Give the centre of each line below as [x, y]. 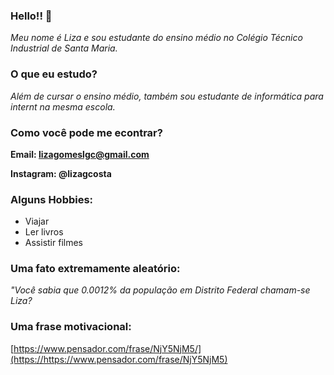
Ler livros [44, 232]
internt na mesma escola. [63, 106]
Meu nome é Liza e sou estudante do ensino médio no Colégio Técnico [156, 38]
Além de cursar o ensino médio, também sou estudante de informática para [167, 96]
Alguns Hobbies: [52, 199]
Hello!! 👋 [31, 16]
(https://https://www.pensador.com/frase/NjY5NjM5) [119, 359]
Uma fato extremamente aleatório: [95, 269]
